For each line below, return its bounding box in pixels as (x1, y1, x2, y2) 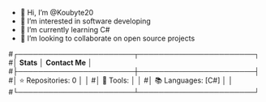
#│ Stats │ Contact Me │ (8, 57, 93, 67)
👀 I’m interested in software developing (19, 16, 152, 26)
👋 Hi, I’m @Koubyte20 (19, 8, 94, 17)
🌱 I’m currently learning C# (19, 25, 110, 34)
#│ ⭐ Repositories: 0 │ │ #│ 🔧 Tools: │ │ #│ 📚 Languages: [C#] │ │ (8, 75, 234, 85)
